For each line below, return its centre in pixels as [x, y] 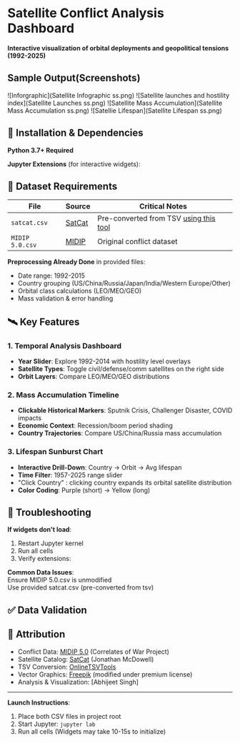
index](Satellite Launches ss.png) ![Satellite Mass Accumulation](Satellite [115, 103]
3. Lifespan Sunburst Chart [55, 452]
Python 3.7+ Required [40, 150]
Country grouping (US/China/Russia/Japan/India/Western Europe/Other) [124, 283]
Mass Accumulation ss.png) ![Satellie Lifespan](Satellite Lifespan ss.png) [115, 110]
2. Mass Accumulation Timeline [63, 395]
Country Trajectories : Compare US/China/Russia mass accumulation [120, 433]
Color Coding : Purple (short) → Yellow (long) [84, 490]
